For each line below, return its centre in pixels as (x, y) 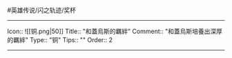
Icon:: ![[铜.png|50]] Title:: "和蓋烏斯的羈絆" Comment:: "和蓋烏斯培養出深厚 (115, 31)
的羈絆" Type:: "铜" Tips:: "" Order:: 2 (60, 40)
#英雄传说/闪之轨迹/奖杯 (41, 10)
